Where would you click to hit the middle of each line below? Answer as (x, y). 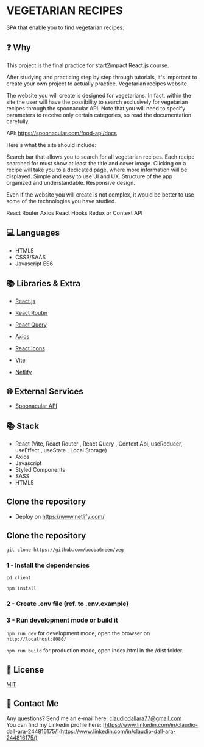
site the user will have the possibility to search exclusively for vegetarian (97, 102)
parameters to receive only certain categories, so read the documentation (99, 115)
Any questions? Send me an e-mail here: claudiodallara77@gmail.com (94, 718)
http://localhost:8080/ (37, 639)
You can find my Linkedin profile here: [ (56, 724)
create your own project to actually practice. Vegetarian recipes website (97, 84)
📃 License (25, 670)
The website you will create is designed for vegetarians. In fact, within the (99, 95)
